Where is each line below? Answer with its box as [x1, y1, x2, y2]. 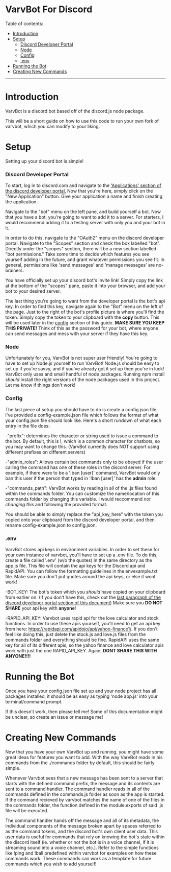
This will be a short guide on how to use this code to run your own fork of [5, 117, 159, 124]
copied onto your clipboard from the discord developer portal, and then [5, 516, 155, 523]
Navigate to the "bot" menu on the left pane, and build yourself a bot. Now [5, 208, 161, 215]
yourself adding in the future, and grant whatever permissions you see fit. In [5, 256, 164, 263]
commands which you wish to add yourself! [5, 861, 97, 867]
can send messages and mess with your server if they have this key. [5, 331, 149, 337]
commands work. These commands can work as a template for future [5, 855, 152, 861]
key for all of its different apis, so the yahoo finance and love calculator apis [5, 642, 164, 648]
